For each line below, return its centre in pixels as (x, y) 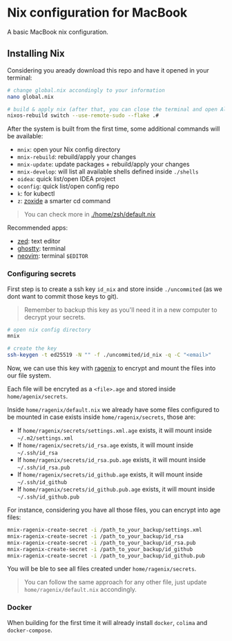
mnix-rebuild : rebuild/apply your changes (77, 157)
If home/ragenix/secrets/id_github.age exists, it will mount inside (110, 474)
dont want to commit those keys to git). (63, 296)
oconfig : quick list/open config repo (68, 186)
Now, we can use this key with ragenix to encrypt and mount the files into (112, 369)
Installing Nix (36, 54)
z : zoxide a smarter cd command (64, 201)
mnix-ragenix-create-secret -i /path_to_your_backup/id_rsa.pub (101, 543)
